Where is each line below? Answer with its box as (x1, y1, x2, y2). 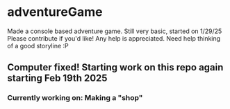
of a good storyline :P (7, 41, 69, 50)
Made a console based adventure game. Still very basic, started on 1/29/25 (7, 27, 222, 35)
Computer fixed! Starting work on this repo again (7, 61, 224, 73)
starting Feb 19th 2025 (7, 72, 108, 84)
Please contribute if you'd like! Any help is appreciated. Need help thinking (7, 34, 221, 42)
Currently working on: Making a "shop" (7, 93, 143, 103)
